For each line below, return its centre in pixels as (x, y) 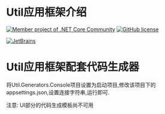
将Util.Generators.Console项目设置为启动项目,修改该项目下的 (81, 85)
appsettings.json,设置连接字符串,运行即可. (58, 92)
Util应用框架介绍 (46, 12)
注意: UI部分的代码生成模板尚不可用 (50, 105)
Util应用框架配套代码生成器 (73, 67)
